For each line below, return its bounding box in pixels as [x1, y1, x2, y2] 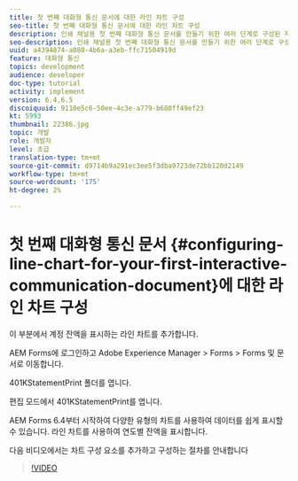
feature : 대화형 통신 [9, 54, 80, 63]
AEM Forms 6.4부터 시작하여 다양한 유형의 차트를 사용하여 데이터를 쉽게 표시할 [9, 415, 284, 425]
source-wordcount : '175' [9, 178, 101, 187]
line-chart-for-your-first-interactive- [9, 254, 288, 275]
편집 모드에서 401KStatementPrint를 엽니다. [9, 396, 162, 407]
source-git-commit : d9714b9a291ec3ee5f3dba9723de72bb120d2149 [9, 161, 244, 170]
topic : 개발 [9, 128, 51, 137]
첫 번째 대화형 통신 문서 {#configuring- [9, 235, 284, 255]
